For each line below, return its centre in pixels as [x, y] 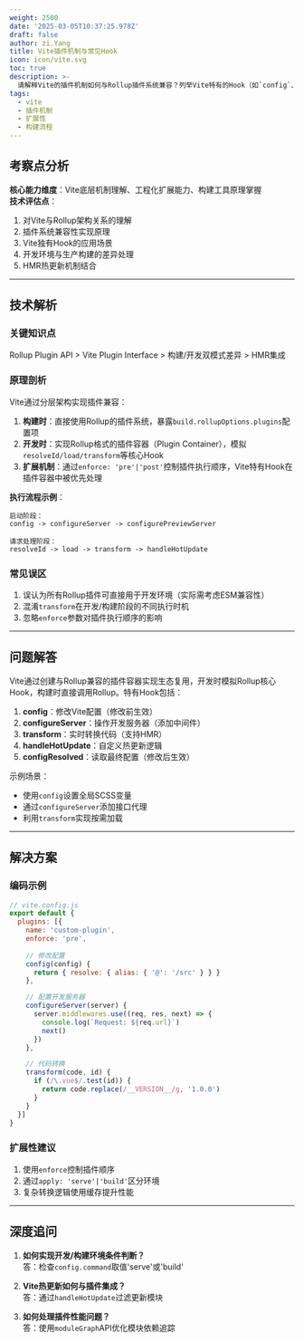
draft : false [34, 34]
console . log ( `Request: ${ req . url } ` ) [111, 1022]
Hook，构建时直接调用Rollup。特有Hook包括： [96, 692]
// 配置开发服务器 [56, 997]
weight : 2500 [34, 18]
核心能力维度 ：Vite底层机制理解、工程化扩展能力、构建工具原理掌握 [136, 189]
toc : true [28, 69]
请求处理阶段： [33, 541]
